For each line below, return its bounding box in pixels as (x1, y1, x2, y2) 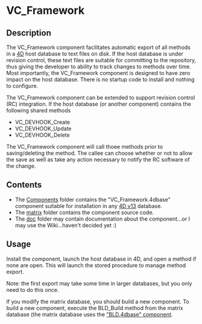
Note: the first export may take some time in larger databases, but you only (6, 279, 192, 287)
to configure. (6, 82, 39, 89)
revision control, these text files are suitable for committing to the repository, (6, 57, 197, 63)
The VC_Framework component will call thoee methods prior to (6, 143, 163, 150)
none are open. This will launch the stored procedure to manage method (6, 261, 186, 269)
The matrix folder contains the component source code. (14, 209, 154, 216)
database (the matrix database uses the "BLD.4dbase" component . (6, 311, 173, 318)
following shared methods (6, 107, 71, 114)
